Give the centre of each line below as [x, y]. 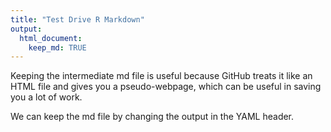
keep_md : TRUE [57, 47]
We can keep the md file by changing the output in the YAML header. [152, 117]
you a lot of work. [46, 97]
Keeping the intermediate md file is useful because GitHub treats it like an [161, 76]
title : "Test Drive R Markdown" [77, 19]
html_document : [51, 38]
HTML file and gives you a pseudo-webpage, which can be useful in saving [166, 87]
